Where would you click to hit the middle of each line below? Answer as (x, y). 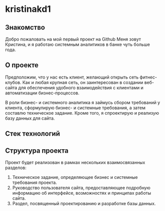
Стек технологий (33, 134)
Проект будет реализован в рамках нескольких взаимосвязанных (75, 163)
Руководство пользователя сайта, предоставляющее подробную (81, 188)
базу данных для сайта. (30, 118)
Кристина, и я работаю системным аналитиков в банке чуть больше (78, 44)
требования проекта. (35, 183)
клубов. (13, 82)
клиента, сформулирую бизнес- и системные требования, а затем (75, 108)
